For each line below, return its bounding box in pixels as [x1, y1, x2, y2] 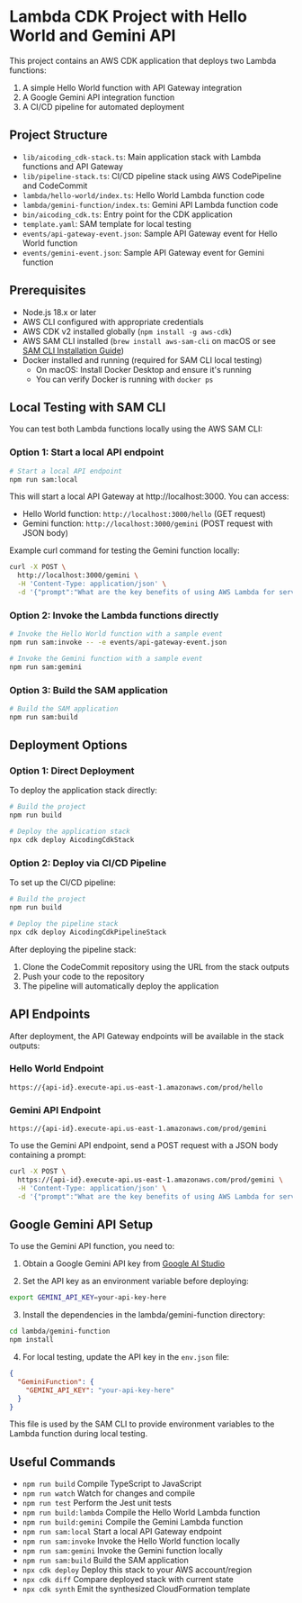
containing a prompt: [9, 1150, 87, 1161]
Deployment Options [9, 738, 128, 753]
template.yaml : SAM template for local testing [22, 218, 191, 229]
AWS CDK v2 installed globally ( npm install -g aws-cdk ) [22, 326, 232, 337]
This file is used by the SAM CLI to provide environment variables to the [9, 1418, 275, 1429]
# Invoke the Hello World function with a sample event [9, 629, 223, 638]
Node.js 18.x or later [22, 306, 97, 317]
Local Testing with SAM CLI [9, 399, 166, 415]
